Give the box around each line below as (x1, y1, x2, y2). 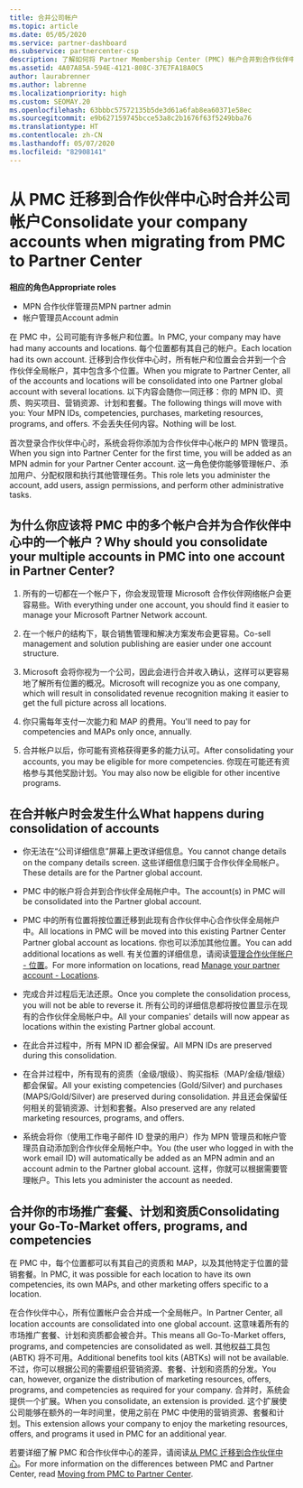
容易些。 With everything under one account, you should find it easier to (22, 599, 289, 610)
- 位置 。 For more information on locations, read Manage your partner (22, 960, 280, 971)
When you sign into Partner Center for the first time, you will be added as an (9, 448, 292, 458)
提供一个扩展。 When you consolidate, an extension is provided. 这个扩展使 (9, 1396, 287, 1406)
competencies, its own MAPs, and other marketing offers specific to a (9, 1279, 269, 1289)
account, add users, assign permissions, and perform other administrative (9, 479, 284, 490)
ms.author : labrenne (9, 80, 87, 89)
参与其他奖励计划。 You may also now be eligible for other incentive (30, 768, 280, 779)
